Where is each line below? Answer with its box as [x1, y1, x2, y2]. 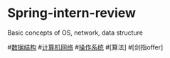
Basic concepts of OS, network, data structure [7, 28, 144, 37]
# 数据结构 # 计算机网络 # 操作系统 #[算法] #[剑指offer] [7, 42, 164, 51]
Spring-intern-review [7, 5, 137, 21]
